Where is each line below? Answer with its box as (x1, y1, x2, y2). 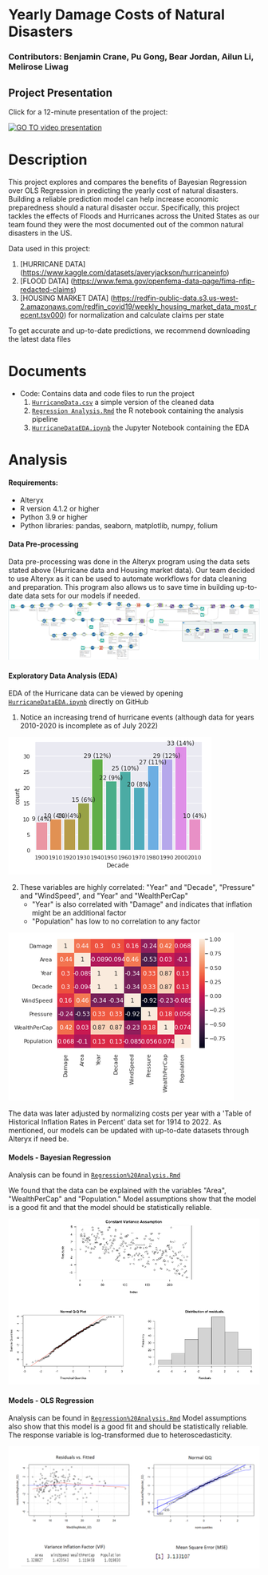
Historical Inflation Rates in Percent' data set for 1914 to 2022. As (8, 1117, 222, 1127)
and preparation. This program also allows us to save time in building (8, 583, 235, 592)
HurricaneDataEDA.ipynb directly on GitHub (8, 697, 149, 707)
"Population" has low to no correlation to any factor (31, 916, 201, 926)
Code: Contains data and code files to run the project (19, 388, 195, 398)
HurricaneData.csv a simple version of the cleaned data (31, 397, 215, 407)
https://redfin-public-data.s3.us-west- (112, 293, 239, 303)
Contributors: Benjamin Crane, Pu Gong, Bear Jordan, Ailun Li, (8, 51, 254, 62)
